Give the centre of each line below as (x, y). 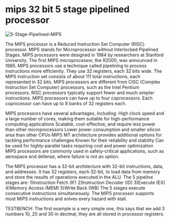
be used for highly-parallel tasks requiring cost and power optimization (79, 145)
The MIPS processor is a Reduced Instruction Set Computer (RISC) (75, 44)
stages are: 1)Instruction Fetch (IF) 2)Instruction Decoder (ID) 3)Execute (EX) (85, 182)
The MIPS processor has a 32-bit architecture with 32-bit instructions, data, (84, 166)
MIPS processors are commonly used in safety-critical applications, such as (84, 151)
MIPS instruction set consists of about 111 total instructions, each (73, 76)
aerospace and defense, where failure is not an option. (62, 156)
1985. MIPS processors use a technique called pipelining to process (76, 66)
